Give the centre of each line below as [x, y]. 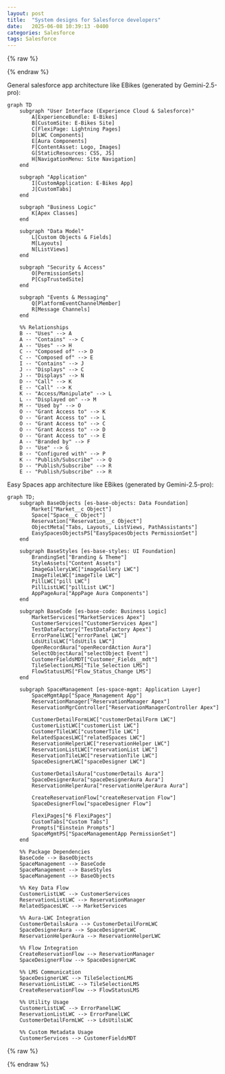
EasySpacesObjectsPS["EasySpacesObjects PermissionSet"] [115, 533]
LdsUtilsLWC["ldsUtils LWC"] [73, 642]
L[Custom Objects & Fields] [72, 238]
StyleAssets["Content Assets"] [76, 563]
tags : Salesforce [32, 39]
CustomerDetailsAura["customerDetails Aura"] [98, 774]
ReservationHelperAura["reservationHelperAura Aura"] [110, 786]
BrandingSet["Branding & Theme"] [80, 557]
